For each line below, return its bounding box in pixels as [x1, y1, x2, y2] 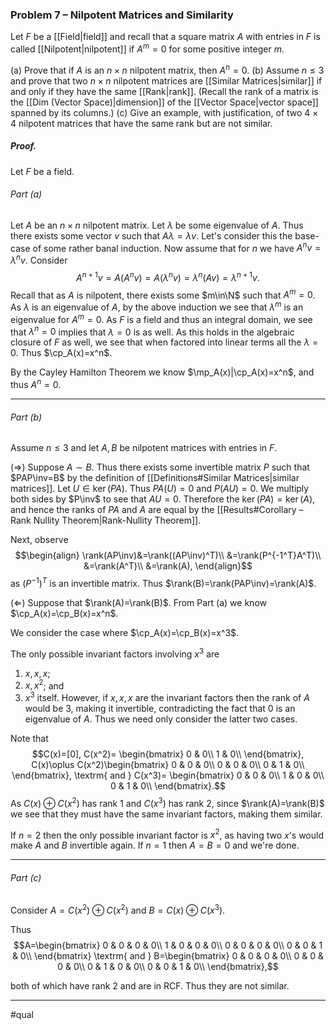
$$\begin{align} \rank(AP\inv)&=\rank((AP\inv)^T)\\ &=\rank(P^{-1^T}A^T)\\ [14, 549, 322, 562]
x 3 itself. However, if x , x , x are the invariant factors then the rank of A [24, 690, 310, 703]
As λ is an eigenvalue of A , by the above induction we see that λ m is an [10, 299, 304, 313]
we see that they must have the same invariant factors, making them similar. [10, 808, 323, 820]
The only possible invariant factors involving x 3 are [10, 646, 220, 660]
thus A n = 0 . [10, 377, 62, 391]
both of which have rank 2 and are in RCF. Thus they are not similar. [10, 980, 290, 992]
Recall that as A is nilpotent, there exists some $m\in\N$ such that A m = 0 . [10, 287, 316, 301]
